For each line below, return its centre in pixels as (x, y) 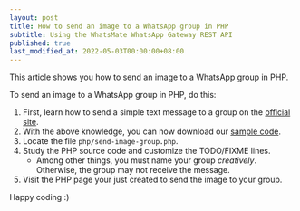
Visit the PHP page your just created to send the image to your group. (152, 180)
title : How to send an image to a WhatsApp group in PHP (119, 26)
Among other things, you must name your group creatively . (146, 160)
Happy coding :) (39, 197)
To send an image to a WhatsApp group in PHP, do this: (113, 95)
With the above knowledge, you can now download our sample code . (151, 131)
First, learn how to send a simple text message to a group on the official (156, 112)
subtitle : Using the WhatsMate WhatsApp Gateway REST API (121, 34)
